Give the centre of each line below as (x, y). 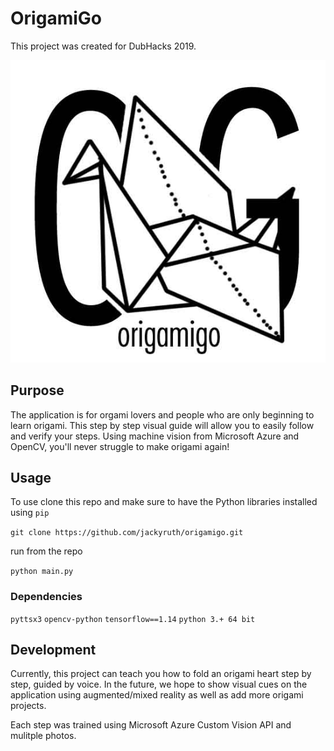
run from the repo (46, 551)
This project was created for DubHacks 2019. (103, 46)
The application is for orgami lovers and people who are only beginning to (162, 414)
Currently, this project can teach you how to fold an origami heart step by (161, 674)
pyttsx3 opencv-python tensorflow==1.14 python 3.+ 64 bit (133, 619)
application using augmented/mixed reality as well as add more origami (157, 695)
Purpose (37, 390)
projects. (28, 706)
